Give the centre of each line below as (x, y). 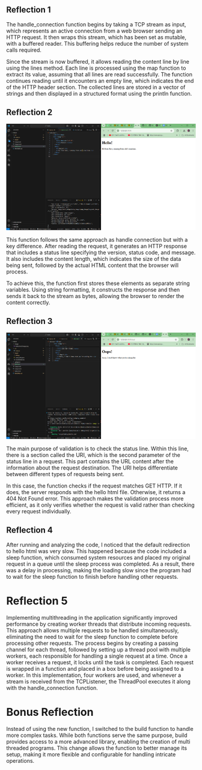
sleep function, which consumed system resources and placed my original (98, 557)
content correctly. (28, 302)
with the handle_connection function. (52, 688)
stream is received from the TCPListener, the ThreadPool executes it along (98, 681)
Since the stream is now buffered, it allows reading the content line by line (98, 61)
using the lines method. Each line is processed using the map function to (96, 68)
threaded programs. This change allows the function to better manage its (97, 748)
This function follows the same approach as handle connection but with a (97, 239)
